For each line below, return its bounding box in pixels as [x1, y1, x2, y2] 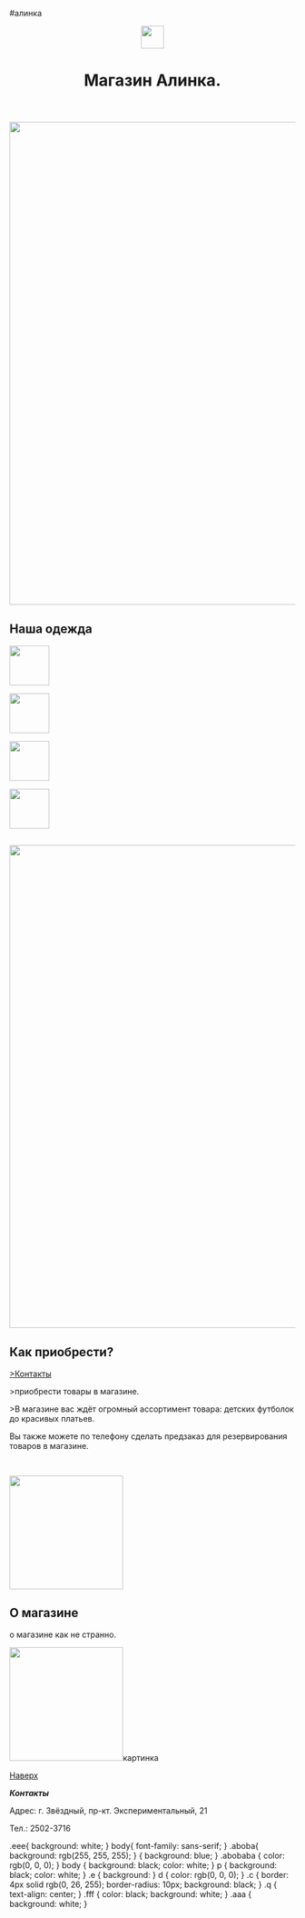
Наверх [9, 1770, 39, 1781]
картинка [123, 1753, 159, 1763]
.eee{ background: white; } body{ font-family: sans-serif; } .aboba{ [9, 1841, 259, 1852]
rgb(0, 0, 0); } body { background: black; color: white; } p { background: [9, 1860, 277, 1871]
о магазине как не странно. [9, 1629, 116, 1640]
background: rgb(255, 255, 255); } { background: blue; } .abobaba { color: [9, 1850, 285, 1862]
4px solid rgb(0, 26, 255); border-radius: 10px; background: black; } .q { [9, 1879, 278, 1890]
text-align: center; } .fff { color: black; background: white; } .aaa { [9, 1889, 252, 1900]
